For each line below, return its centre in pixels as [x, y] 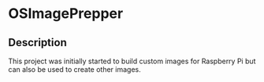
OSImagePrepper [66, 14]
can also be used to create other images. [75, 70]
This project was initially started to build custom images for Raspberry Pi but [132, 61]
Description [37, 43]
